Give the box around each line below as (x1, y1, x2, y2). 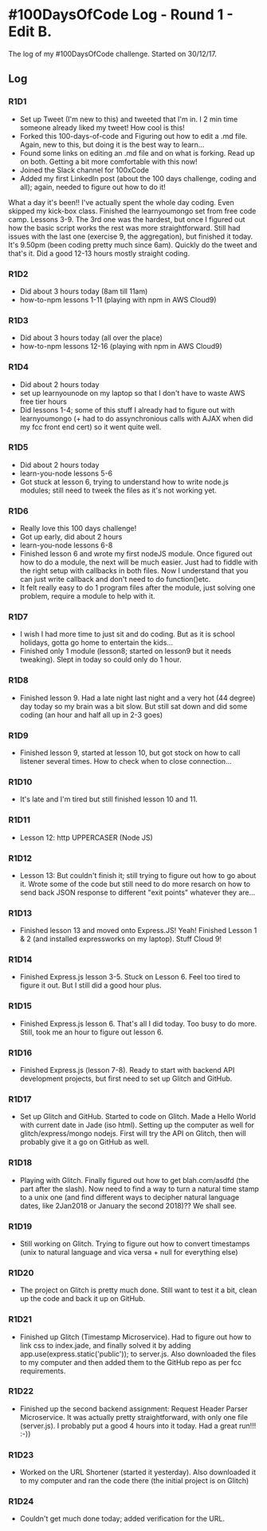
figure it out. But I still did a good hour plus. (19, 980, 162, 991)
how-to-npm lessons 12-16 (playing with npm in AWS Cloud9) (19, 342, 223, 351)
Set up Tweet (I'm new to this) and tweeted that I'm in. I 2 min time (19, 114, 238, 124)
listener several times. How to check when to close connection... (19, 757, 233, 765)
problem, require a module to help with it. (19, 591, 155, 601)
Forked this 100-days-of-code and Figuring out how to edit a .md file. (19, 131, 248, 140)
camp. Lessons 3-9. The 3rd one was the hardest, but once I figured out (8, 214, 245, 224)
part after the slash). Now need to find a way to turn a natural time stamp (19, 1184, 259, 1193)
